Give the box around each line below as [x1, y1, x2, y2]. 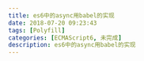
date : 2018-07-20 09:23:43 [8, 19, 97, 27]
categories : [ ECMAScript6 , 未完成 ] [8, 33, 123, 42]
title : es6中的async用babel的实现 [8, 11, 115, 20]
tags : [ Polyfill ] [8, 26, 66, 34]
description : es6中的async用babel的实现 [8, 41, 136, 49]
